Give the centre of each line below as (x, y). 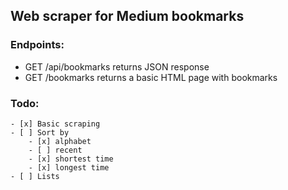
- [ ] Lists (35, 176)
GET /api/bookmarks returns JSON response (117, 66)
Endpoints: (37, 45)
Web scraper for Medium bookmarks (127, 16)
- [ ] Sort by (40, 132)
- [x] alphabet (60, 141)
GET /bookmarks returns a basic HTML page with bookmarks (151, 77)
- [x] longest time (69, 167)
